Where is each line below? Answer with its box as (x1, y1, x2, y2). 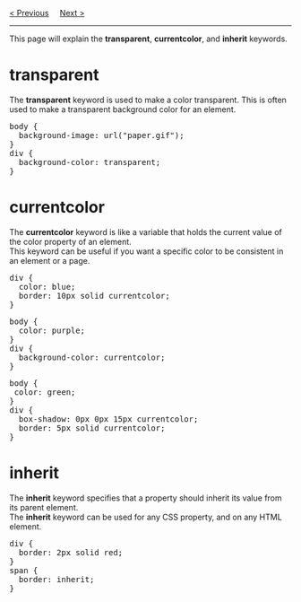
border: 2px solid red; (18, 547, 124, 557)
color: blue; (18, 282, 76, 292)
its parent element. (9, 502, 79, 512)
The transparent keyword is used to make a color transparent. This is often (9, 94, 287, 105)
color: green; (13, 387, 76, 397)
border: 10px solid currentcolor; (18, 291, 170, 301)
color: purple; (18, 325, 85, 336)
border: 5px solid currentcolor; (18, 423, 166, 433)
